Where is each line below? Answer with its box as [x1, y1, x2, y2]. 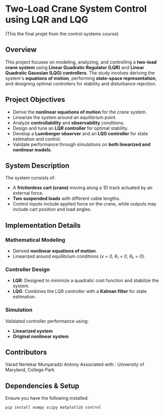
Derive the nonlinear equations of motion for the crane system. [12, 109, 147, 115]
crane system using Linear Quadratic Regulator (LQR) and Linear [5, 64, 144, 70]
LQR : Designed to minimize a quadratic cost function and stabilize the [12, 278, 159, 284]
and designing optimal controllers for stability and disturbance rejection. [5, 80, 157, 86]
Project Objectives [5, 95, 65, 104]
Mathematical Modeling [5, 236, 65, 243]
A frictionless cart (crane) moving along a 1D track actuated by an [12, 185, 153, 191]
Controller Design [5, 265, 50, 273]
